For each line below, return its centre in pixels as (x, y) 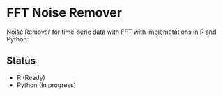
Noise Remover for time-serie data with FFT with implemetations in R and (111, 32)
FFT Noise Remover (64, 13)
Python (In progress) (46, 85)
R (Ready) (31, 77)
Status (21, 61)
